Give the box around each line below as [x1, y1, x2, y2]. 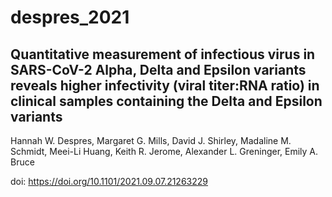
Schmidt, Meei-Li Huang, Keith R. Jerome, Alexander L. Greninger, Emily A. [10, 146, 319, 157]
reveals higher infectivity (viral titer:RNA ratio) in [10, 77, 320, 94]
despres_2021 [10, 6, 130, 29]
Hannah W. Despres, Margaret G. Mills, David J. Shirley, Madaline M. [10, 135, 292, 146]
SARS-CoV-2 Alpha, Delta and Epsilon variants [10, 61, 307, 78]
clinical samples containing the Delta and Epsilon [10, 92, 323, 110]
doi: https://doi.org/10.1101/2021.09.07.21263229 [10, 176, 208, 187]
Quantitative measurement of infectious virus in [10, 46, 316, 63]
